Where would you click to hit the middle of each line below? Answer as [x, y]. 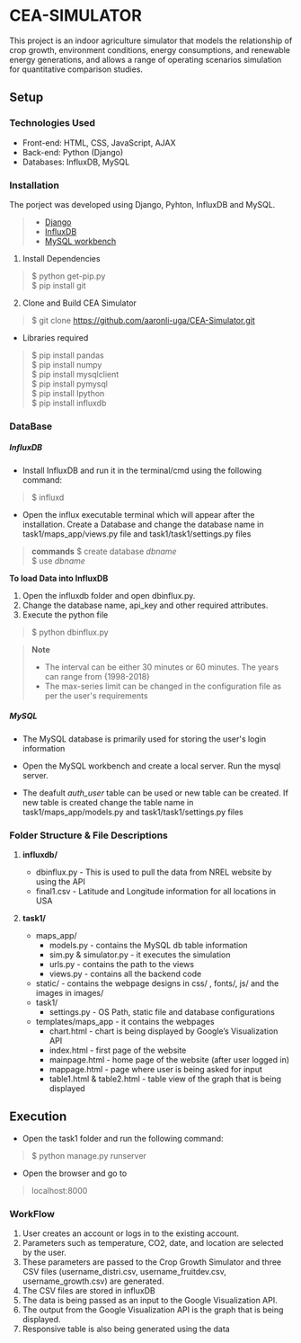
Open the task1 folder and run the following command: [123, 1138]
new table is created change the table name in [108, 802]
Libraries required [55, 337]
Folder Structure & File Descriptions [89, 835]
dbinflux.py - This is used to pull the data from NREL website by [154, 872]
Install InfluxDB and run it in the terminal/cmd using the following [142, 470]
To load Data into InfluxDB [59, 578]
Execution [38, 1117]
